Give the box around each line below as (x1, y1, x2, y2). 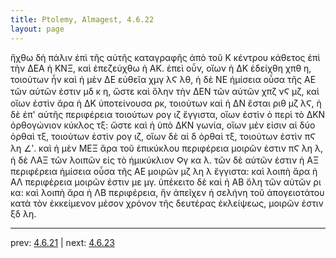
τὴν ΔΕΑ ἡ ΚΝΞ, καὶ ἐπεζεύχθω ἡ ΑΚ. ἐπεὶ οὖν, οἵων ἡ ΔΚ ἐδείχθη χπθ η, (10, 62, 312, 74)
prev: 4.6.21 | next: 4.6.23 (10, 236, 115, 248)
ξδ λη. (10, 207, 37, 220)
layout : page (10, 24, 65, 34)
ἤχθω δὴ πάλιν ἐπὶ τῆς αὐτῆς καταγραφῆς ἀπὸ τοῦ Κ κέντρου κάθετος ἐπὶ (10, 51, 321, 63)
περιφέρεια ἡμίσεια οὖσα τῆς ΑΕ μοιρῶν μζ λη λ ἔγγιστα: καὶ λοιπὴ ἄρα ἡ (10, 165, 318, 177)
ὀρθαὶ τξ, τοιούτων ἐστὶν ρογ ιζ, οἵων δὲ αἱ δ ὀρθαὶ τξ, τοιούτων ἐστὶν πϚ (10, 130, 316, 142)
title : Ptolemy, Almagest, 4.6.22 (10, 14, 155, 25)
